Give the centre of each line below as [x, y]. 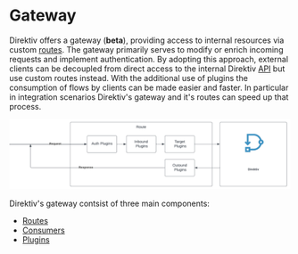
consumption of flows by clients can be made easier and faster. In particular [149, 87]
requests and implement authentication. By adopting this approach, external [149, 59]
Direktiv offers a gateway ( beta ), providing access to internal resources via [147, 40]
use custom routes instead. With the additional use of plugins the [128, 78]
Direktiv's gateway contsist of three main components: [109, 203]
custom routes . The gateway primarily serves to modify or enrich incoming [146, 49]
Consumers [43, 230]
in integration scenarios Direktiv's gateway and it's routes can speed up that [149, 97]
